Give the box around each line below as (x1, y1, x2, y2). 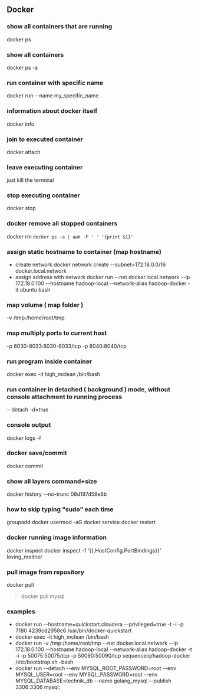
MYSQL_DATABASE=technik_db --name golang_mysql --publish (15, 677, 171, 684)
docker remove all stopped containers (6, 220, 118, 228)
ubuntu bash (19, 286, 51, 293)
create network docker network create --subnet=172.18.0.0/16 (15, 261, 166, 268)
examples (6, 607, 35, 616)
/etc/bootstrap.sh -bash (15, 658, 74, 666)
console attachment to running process (6, 393, 123, 401)
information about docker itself (6, 107, 98, 115)
